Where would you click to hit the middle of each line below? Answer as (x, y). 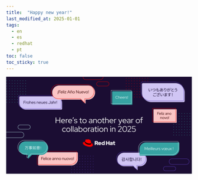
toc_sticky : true (27, 62)
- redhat (22, 44)
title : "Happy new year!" (39, 12)
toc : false (19, 56)
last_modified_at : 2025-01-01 (43, 19)
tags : (13, 25)
